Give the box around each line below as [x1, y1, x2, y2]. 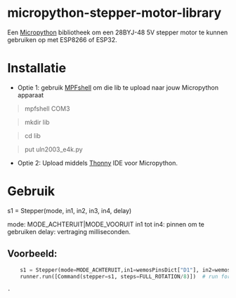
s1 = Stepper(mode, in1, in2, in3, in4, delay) [7, 206, 132, 215]
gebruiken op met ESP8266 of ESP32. [7, 35, 117, 43]
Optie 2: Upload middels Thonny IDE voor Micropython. [17, 158, 178, 167]
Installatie [7, 60, 67, 76]
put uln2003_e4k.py [24, 145, 83, 154]
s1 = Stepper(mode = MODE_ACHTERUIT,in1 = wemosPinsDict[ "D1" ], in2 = [20, 266, 216, 273]
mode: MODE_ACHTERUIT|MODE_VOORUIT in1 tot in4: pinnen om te [7, 219, 205, 229]
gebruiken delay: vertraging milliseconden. [7, 227, 131, 236]
